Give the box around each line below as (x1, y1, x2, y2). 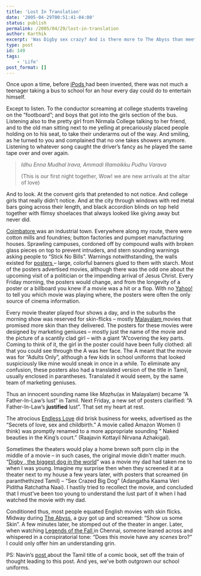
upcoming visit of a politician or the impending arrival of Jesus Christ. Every (6, 272, 193, 279)
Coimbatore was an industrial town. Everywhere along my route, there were (6, 228, 193, 235)
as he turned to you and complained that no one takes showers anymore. (6, 137, 187, 144)
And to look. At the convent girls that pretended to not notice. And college (6, 191, 188, 198)
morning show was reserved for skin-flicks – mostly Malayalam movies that (6, 315, 192, 323)
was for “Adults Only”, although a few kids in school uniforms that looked (6, 353, 185, 361)
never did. (6, 216, 31, 223)
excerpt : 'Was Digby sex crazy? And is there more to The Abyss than (6, 36, 184, 42)
